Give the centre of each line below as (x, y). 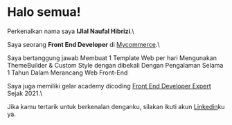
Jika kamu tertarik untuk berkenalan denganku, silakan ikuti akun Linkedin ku (116, 106)
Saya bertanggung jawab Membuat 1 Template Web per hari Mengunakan (112, 58)
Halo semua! (44, 12)
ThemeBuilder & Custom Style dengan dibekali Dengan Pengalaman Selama (115, 65)
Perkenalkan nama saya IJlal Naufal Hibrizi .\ (71, 31)
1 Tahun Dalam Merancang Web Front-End (68, 73)
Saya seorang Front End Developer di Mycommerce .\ (83, 44)
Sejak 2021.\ (25, 93)
